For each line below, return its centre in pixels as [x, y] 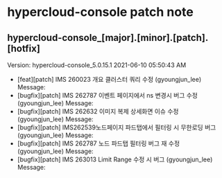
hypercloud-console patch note [101, 12]
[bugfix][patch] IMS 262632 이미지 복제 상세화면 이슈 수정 [98, 111]
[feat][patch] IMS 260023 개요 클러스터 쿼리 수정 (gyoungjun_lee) [109, 79]
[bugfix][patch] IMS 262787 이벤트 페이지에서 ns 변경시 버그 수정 [107, 95]
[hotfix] [24, 48]
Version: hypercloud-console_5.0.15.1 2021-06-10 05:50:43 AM [97, 65]
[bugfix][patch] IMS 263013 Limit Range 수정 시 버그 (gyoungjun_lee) [115, 159]
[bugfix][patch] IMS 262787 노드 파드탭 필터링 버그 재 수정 [99, 143]
